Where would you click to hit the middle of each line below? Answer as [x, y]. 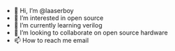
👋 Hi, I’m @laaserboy [44, 11]
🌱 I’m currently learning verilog [58, 25]
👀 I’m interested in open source [59, 18]
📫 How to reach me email [51, 40]
